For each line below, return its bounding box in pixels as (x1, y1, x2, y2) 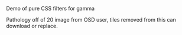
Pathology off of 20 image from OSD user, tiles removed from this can (6, 16, 176, 23)
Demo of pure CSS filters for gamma (6, 5, 95, 12)
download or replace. (6, 23, 58, 29)
